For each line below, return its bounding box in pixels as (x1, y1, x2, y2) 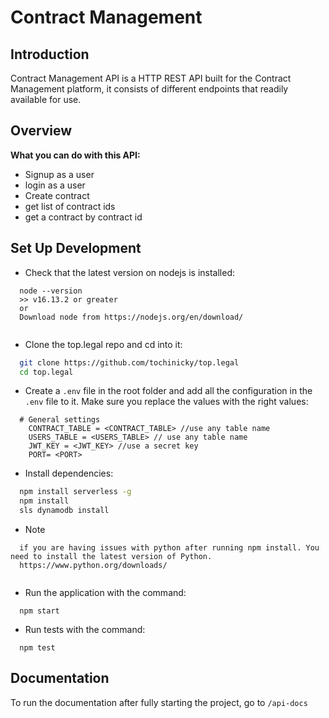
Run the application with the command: (24, 587, 187, 598)
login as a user (24, 179, 86, 191)
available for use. (10, 94, 82, 105)
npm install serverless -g (19, 487, 132, 497)
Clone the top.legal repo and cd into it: (24, 338, 183, 350)
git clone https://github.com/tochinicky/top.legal (19, 357, 240, 368)
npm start (19, 606, 60, 616)
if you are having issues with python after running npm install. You (19, 543, 320, 553)
